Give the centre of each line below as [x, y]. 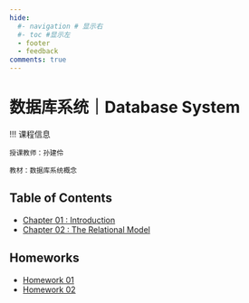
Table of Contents [61, 199]
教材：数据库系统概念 [43, 170]
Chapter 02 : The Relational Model [86, 229]
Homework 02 [49, 289]
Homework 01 [48, 279]
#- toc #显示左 [44, 34]
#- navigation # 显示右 [60, 26]
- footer [34, 43]
